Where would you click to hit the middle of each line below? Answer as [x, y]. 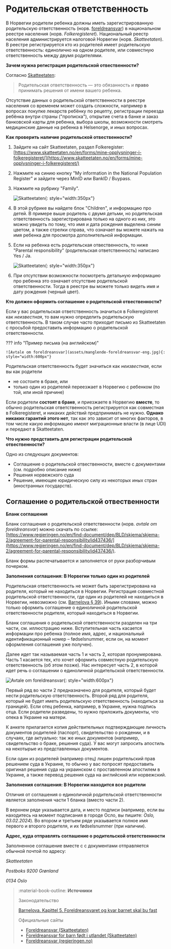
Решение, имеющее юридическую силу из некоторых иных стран [85, 480]
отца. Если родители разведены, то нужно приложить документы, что [82, 712]
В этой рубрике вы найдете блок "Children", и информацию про [82, 208]
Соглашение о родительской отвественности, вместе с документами [89, 464]
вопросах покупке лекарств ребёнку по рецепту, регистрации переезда [85, 111]
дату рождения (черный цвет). [47, 292]
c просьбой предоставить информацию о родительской [67, 327]
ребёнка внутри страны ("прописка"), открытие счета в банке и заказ [82, 116]
